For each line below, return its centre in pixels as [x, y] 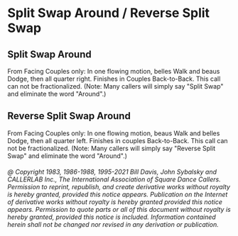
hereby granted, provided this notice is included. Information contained [112, 217]
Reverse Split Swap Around [69, 116]
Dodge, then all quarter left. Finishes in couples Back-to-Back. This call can [118, 140]
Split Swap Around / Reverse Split [109, 13]
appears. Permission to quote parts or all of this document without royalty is [119, 210]
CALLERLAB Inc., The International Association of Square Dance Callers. [114, 179]
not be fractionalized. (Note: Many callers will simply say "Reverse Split [112, 148]
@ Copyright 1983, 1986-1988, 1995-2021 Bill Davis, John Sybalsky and [112, 172]
